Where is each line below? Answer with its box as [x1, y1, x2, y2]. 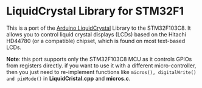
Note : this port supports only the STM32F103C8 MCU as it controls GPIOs [6, 55, 192, 63]
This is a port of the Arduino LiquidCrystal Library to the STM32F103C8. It [6, 24, 191, 32]
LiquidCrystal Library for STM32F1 [6, 4, 184, 18]
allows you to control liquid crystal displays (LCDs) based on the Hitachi [6, 30, 187, 38]
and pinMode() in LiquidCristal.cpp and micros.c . [6, 75, 131, 82]
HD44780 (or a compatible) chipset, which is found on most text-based [6, 37, 186, 44]
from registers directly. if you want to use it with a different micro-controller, [6, 62, 197, 69]
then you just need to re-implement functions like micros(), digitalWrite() [6, 68, 197, 75]
